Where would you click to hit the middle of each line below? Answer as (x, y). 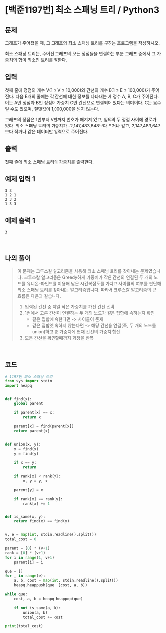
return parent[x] (32, 431)
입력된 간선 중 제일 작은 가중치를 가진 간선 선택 (70, 307)
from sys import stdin (28, 381)
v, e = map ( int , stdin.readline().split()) (51, 535)
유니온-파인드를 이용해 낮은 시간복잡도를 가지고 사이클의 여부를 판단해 (94, 284)
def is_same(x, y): (25, 517)
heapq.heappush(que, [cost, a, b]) (51, 585)
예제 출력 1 (20, 220)
